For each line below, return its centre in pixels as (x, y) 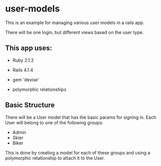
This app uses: (29, 48)
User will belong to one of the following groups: (54, 122)
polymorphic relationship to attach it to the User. (55, 158)
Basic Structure (30, 105)
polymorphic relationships (39, 89)
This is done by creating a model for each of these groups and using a (78, 152)
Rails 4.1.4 (23, 70)
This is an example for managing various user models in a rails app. (75, 23)
